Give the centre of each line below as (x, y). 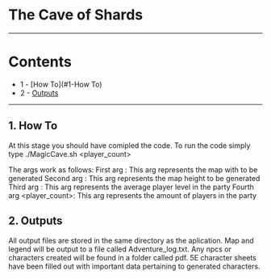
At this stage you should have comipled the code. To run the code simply (129, 145)
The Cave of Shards (76, 15)
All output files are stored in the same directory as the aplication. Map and (131, 240)
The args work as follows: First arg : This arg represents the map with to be (133, 169)
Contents (40, 62)
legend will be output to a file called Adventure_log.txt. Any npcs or (120, 249)
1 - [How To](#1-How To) (61, 84)
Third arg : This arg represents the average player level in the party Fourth (131, 187)
